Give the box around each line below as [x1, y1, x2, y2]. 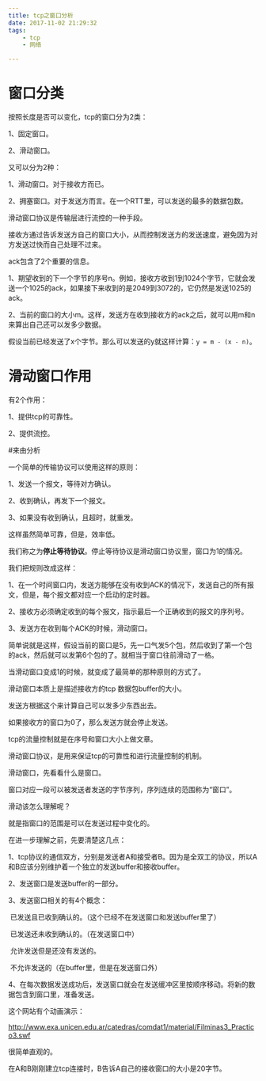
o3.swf [8, 1030, 31, 1040]
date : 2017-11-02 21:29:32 [8, 19, 97, 27]
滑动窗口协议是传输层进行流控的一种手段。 [8, 213, 147, 222]
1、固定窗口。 [8, 129, 53, 138]
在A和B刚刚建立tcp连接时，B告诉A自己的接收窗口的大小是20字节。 [8, 1064, 227, 1073]
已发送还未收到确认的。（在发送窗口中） [9, 929, 139, 939]
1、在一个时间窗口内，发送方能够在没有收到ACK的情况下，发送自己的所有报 [8, 580, 255, 590]
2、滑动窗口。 [8, 146, 55, 155]
